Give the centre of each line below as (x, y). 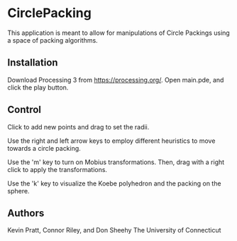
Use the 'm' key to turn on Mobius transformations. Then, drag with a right (116, 162)
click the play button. (38, 87)
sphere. (18, 191)
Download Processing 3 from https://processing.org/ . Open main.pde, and (116, 80)
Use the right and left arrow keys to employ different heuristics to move (111, 141)
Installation (33, 63)
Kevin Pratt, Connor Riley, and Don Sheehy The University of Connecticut (114, 230)
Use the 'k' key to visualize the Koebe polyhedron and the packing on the (114, 183)
